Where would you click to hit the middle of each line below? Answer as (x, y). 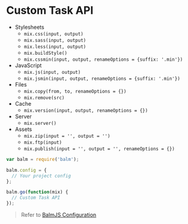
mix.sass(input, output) (55, 40)
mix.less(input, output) (55, 47)
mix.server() (40, 123)
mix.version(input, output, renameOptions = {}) (86, 110)
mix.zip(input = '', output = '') (67, 136)
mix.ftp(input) (43, 142)
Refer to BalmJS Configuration (59, 215)
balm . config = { (26, 170)
